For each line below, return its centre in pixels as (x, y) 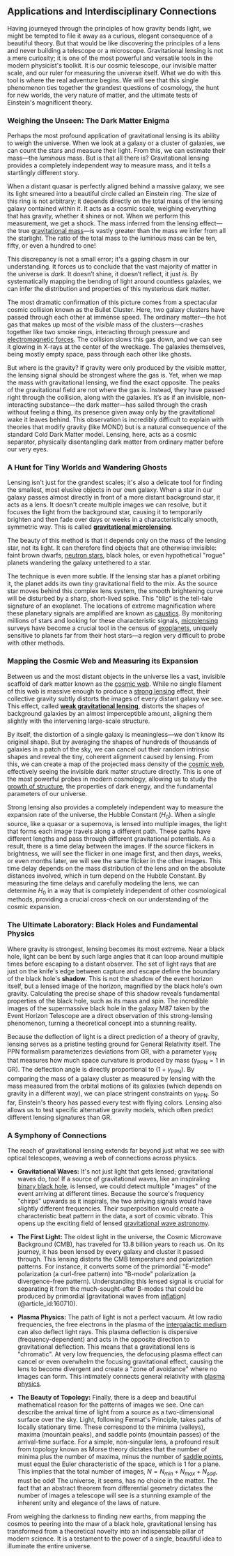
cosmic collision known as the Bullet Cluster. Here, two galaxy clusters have (116, 310)
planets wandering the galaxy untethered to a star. (79, 563)
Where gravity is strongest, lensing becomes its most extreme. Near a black (116, 949)
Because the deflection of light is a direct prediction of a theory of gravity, (113, 1036)
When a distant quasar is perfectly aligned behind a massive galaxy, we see (116, 186)
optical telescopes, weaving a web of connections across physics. (102, 1158)
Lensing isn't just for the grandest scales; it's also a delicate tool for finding (115, 482)
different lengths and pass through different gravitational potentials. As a (111, 838)
